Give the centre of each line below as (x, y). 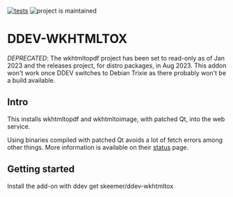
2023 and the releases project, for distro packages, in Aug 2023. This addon (117, 65)
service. (19, 126)
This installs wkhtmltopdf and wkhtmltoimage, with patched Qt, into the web (116, 119)
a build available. (31, 80)
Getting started (41, 170)
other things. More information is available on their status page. (98, 147)
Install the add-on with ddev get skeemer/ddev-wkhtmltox (90, 186)
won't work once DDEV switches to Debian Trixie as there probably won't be (117, 72)
